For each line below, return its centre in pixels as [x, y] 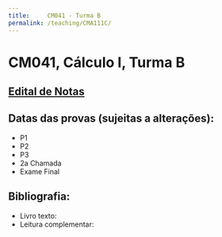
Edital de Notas [46, 92]
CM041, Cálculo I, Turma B [97, 62]
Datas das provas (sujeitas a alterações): [111, 119]
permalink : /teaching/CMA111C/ [60, 23]
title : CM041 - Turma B [55, 16]
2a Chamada [40, 163]
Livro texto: [38, 216]
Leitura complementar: [57, 224]
